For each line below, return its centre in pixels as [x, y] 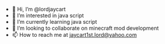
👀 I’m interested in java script [48, 15]
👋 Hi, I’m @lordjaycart [39, 9]
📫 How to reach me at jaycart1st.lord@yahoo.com [74, 35]
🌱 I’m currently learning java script [54, 22]
